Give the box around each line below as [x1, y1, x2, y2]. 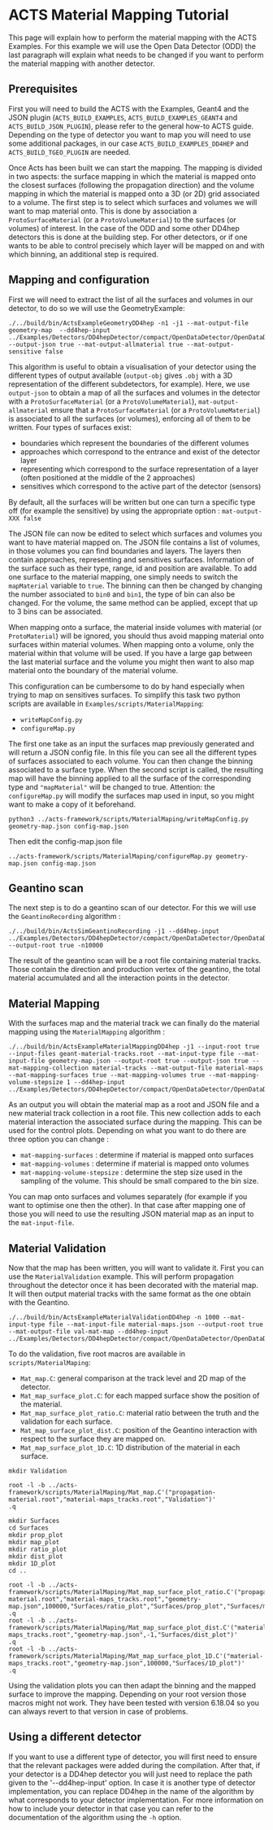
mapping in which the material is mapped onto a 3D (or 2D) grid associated [8, 189, 260, 199]
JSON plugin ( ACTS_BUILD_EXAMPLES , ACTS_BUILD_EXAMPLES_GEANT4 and [8, 112, 238, 122]
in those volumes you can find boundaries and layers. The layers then [8, 545, 241, 555]
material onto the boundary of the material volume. [8, 665, 179, 675]
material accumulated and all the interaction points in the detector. [8, 973, 230, 983]
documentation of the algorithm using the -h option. [8, 1812, 182, 1822]
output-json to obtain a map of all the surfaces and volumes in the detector [8, 387, 261, 397]
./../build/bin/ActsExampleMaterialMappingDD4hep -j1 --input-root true [8, 1043, 260, 1051]
